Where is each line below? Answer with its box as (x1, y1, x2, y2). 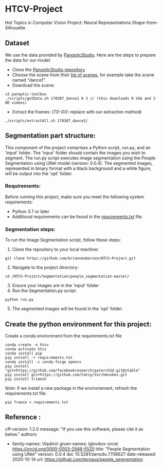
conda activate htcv (5, 346, 47, 352)
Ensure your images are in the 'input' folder (12, 283, 99, 289)
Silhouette (5, 24, 26, 30)
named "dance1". (12, 77, 46, 83)
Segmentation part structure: (5, 132, 96, 140)
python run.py (5, 297, 34, 302)
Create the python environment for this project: (5, 320, 152, 328)
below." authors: (5, 431, 38, 437)
